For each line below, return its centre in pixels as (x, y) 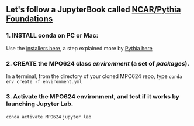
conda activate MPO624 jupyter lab (49, 117)
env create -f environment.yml (44, 81)
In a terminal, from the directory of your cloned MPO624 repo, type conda (94, 76)
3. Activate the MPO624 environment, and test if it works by (93, 96)
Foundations (30, 19)
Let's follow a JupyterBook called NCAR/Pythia (93, 10)
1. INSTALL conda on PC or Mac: (52, 36)
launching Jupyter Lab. (40, 104)
